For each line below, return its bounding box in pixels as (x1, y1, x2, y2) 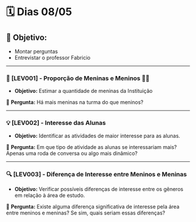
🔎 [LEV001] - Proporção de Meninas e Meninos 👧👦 (6, 74, 150, 82)
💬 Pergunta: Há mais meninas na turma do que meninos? (6, 99, 144, 106)
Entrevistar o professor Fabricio (14, 54, 90, 61)
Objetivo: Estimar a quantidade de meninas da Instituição (14, 88, 153, 95)
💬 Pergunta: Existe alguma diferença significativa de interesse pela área (6, 203, 180, 210)
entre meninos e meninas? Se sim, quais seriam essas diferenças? (6, 209, 166, 216)
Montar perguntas (14, 48, 58, 55)
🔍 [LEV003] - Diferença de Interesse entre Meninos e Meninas (6, 170, 187, 178)
